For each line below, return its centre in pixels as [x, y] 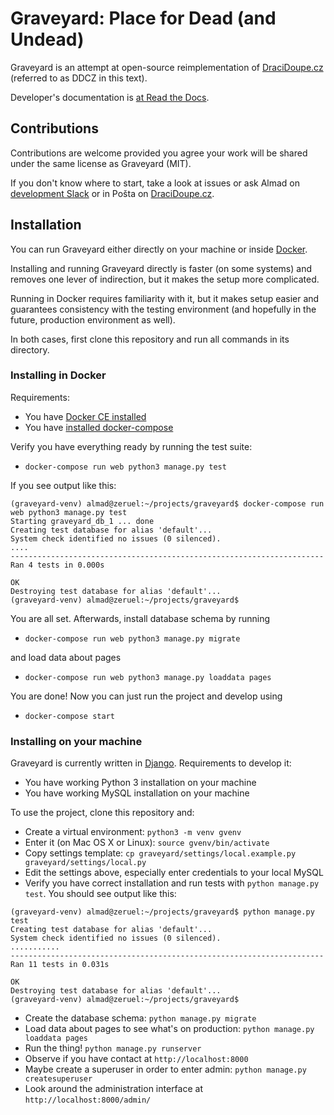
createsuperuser [58, 1079]
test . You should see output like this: [100, 894]
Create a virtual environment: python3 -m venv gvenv [133, 832]
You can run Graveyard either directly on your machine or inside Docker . [159, 249]
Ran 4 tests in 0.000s [57, 565]
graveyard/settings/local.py [85, 863]
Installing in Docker [58, 375]
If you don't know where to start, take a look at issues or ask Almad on [155, 183]
